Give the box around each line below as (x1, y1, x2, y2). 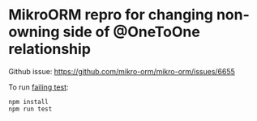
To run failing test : (8, 82, 69, 92)
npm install (8, 98, 49, 106)
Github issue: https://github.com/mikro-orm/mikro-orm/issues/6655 (8, 66, 235, 76)
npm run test (8, 105, 53, 113)
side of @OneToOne (62, 23, 200, 41)
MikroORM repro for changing (8, 6, 213, 24)
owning (8, 23, 60, 41)
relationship (8, 40, 92, 58)
